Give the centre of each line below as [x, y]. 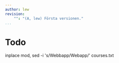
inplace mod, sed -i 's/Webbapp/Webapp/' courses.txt [59, 55]
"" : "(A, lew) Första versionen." [49, 18]
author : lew [17, 9]
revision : [15, 14]
